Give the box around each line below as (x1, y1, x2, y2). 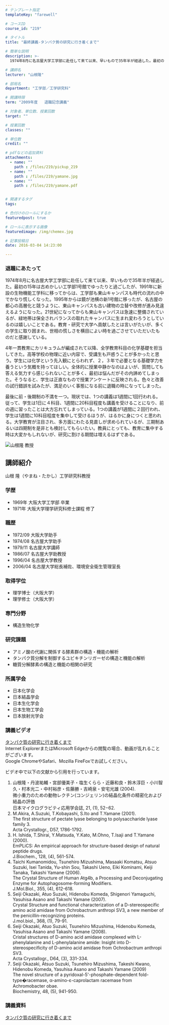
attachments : (5, 155, 33, 160)
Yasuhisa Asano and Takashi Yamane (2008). (12, 928, 107, 935)
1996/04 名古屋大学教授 (12, 557, 63, 563)
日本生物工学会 (12, 707, 44, 713)
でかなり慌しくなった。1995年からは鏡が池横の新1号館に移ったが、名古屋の (5, 296, 163, 302)
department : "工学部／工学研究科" (5, 86, 71, 91)
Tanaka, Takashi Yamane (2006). (12, 870, 81, 876)
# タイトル (5, 35, 25, 40)
